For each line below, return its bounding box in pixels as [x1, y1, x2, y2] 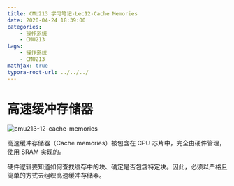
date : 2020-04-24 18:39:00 [7, 17, 86, 24]
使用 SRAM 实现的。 [7, 148, 66, 156]
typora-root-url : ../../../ [7, 69, 89, 76]
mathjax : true [7, 62, 49, 69]
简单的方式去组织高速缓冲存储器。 [7, 171, 105, 180]
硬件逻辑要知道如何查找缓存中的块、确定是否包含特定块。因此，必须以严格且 [7, 162, 228, 171]
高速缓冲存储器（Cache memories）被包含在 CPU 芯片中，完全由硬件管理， [7, 139, 226, 148]
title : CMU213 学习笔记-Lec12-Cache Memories [7, 10, 138, 17]
